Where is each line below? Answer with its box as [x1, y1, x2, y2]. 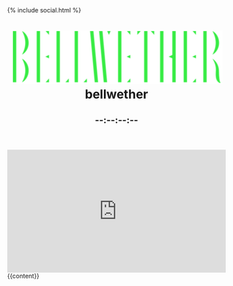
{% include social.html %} [7, 6, 82, 14]
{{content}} [7, 272, 40, 280]
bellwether [85, 87, 148, 102]
